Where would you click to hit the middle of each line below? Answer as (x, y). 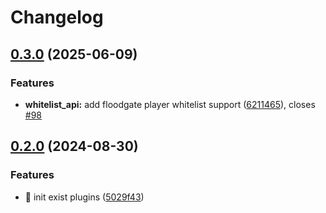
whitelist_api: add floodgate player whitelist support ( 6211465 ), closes (170, 104)
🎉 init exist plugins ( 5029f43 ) (84, 197)
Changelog (57, 17)
